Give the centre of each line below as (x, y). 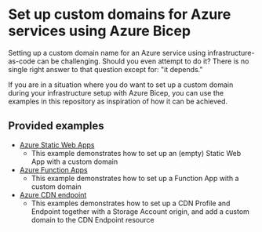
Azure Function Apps (53, 169)
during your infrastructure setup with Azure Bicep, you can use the (116, 92)
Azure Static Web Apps (57, 145)
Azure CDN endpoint (53, 194)
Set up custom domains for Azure (120, 14)
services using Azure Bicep (99, 31)
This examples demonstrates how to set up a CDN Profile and (131, 203)
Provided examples (56, 126)
